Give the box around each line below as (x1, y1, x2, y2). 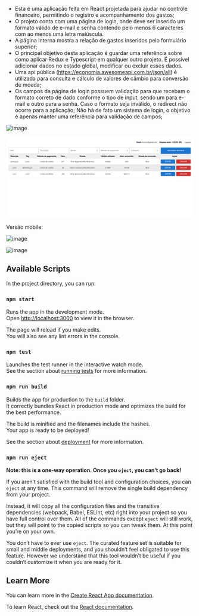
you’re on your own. (6, 528, 55, 535)
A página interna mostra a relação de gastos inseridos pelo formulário (14, 37, 186, 44)
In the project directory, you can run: (6, 280, 96, 287)
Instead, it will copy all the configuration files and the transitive (6, 502, 160, 510)
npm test (6, 349, 32, 355)
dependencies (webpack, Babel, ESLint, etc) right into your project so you (6, 509, 188, 516)
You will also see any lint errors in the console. (6, 333, 120, 340)
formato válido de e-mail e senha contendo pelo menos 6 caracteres (14, 24, 184, 31)
